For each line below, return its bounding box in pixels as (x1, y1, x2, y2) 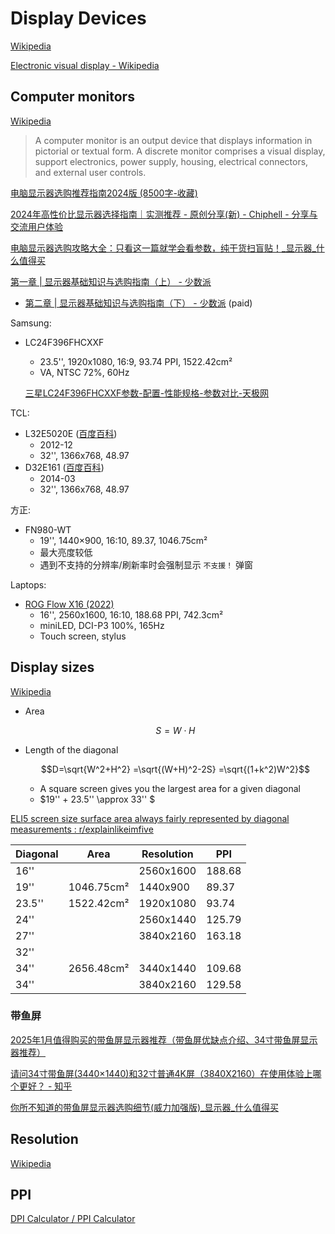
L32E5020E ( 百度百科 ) (24, 427, 118, 439)
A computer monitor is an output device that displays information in (34, 134, 313, 146)
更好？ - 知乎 (18, 1080, 73, 1092)
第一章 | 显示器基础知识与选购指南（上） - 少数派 (10, 275, 212, 287)
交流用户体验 (10, 220, 63, 232)
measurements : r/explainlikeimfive (10, 823, 154, 835)
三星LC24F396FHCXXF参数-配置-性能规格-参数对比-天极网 (24, 387, 270, 399)
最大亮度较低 (39, 546, 93, 558)
